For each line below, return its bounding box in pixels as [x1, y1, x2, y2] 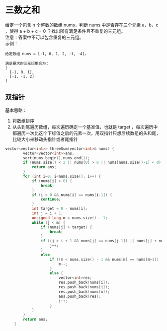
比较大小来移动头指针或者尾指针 [12, 136, 78, 142]
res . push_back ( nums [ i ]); [58, 280, 110, 285]
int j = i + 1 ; [31, 211, 64, 216]
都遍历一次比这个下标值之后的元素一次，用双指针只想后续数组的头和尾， [12, 130, 161, 136]
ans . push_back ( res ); [58, 294, 101, 299]
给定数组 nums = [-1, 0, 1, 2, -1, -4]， [5, 51, 88, 56]
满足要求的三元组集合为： [5, 61, 50, 66]
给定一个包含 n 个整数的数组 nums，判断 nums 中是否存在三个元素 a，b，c [5, 22, 159, 28]
